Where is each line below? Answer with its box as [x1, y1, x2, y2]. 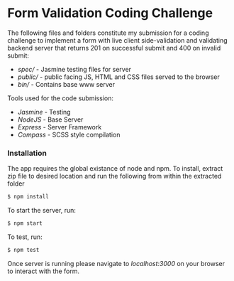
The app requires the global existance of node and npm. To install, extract [7, 164, 223, 173]
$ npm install [7, 193, 50, 201]
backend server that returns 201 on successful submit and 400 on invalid [7, 43, 221, 52]
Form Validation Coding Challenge [7, 5, 213, 21]
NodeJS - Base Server [17, 115, 84, 124]
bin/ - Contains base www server [17, 80, 116, 88]
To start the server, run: [7, 206, 77, 215]
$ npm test [7, 246, 40, 253]
